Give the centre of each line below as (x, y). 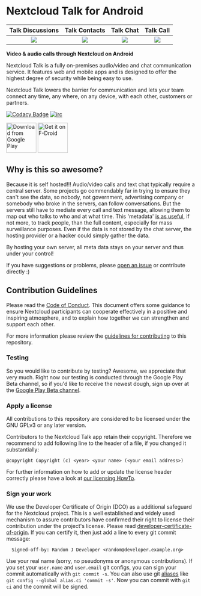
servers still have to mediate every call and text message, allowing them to (98, 210)
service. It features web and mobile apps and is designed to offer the (91, 72)
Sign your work (29, 494)
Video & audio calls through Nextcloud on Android (70, 54)
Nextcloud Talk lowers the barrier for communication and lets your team (95, 90)
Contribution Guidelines (52, 290)
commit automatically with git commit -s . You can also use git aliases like (97, 574)
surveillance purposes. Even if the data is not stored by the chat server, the (99, 229)
